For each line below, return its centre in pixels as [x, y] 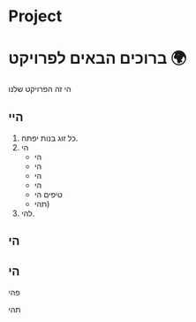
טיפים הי [48, 194]
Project [35, 16]
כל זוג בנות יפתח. [49, 138]
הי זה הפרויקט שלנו [40, 89]
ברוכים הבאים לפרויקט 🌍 [98, 58]
